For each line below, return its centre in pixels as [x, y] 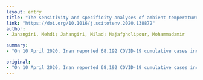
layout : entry [24, 12]
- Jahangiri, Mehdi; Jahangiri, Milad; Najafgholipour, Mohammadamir [96, 35]
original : [19, 62]
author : [16, 29]
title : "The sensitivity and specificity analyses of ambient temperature [102, 18]
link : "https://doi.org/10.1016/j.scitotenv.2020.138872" [81, 23]
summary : [17, 45]
